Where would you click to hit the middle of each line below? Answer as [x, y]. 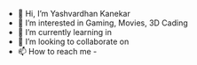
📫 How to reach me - [57, 51]
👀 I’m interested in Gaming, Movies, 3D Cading [102, 23]
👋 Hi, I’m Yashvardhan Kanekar [74, 14]
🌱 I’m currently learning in [65, 32]
